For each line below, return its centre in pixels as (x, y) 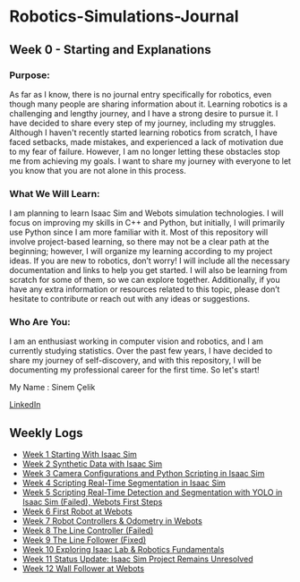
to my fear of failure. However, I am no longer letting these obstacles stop (145, 151)
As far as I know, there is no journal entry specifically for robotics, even (140, 94)
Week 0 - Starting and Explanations (111, 50)
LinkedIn (25, 405)
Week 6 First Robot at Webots (77, 511)
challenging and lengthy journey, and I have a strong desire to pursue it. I (144, 113)
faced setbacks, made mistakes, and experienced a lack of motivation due (146, 141)
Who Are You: (40, 322)
